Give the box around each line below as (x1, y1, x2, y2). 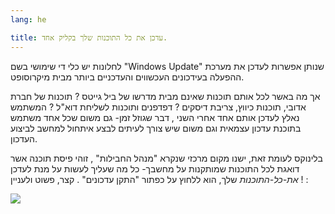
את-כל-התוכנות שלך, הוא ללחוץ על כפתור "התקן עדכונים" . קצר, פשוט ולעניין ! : (10, 173, 309, 185)
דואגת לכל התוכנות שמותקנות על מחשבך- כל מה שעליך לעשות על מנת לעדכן (10, 162, 300, 175)
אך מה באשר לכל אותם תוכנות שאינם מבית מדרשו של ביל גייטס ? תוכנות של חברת (10, 90, 321, 102)
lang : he (10, 14, 47, 25)
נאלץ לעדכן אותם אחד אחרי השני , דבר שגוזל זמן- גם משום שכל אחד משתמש (10, 111, 300, 123)
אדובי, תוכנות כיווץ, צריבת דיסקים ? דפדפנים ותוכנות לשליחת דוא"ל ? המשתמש (10, 101, 307, 113)
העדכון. (10, 132, 38, 145)
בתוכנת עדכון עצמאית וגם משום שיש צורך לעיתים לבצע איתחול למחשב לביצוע (10, 122, 302, 134)
